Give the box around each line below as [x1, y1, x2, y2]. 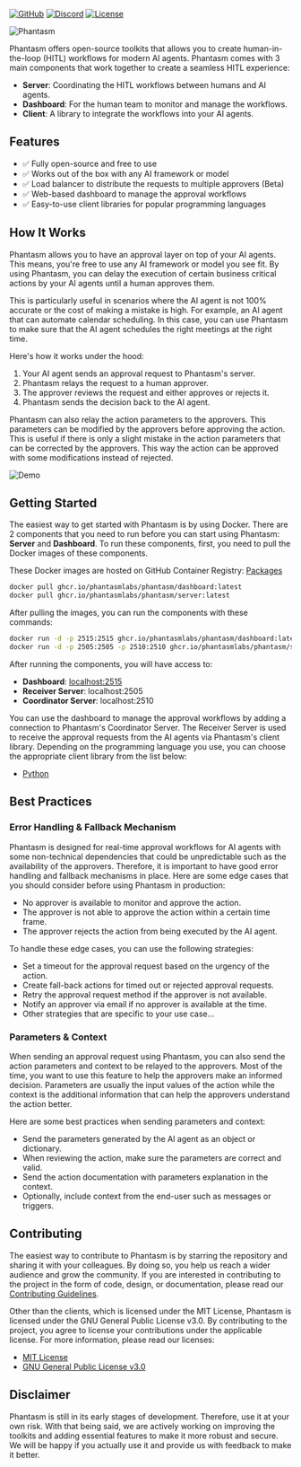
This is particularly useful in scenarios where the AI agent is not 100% [9, 294, 267, 305]
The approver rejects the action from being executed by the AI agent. [21, 926, 278, 936]
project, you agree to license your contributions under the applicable [9, 1324, 262, 1335]
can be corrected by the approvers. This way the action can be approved [9, 443, 279, 453]
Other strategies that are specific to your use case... [21, 1008, 215, 1019]
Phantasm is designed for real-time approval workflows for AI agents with [9, 841, 281, 852]
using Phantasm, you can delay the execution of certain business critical [9, 268, 277, 278]
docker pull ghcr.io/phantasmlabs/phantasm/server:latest [9, 591, 230, 601]
